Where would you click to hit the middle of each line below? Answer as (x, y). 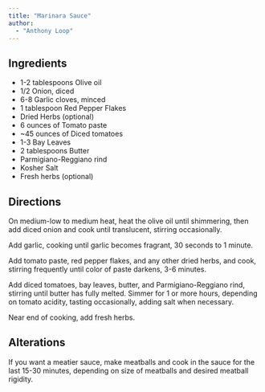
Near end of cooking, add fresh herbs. (71, 317)
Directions (35, 202)
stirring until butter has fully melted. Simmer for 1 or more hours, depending (133, 293)
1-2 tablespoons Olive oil (61, 83)
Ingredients (38, 63)
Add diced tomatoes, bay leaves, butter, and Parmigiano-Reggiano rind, (126, 285)
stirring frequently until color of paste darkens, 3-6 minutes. (108, 269)
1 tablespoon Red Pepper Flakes (73, 108)
